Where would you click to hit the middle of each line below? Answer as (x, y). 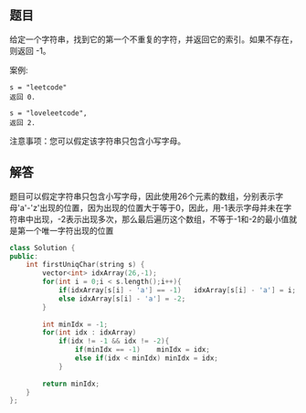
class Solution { (42, 248)
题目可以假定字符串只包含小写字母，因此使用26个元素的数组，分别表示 (142, 196)
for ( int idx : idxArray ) (90, 333)
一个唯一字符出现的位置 (69, 230)
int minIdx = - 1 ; (75, 324)
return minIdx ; (71, 384)
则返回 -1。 (31, 50)
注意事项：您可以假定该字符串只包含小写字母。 (97, 141)
